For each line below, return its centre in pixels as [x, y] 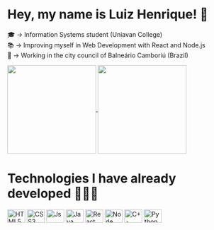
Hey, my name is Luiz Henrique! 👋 [108, 15]
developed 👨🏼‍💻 [53, 194]
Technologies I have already [92, 179]
